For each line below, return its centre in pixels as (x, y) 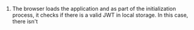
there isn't (25, 21)
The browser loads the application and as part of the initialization (94, 9)
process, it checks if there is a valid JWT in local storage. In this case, (100, 15)
